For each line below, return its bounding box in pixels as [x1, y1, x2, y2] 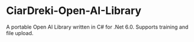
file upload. [6, 29, 34, 36]
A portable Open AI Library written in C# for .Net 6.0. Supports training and [6, 23, 189, 30]
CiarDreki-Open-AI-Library [6, 4, 142, 17]
